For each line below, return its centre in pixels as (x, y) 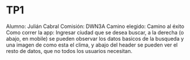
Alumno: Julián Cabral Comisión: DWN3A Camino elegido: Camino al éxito (95, 26)
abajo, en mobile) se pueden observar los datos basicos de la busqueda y (95, 38)
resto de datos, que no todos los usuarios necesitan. (69, 51)
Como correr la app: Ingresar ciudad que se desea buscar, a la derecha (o (95, 32)
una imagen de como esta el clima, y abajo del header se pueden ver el (92, 45)
